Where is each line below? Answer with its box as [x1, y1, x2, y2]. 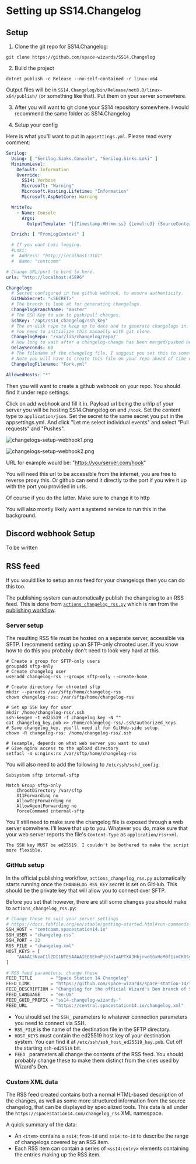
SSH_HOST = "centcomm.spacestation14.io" [6, 927, 108, 932]
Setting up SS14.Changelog [6, 4, 141, 18]
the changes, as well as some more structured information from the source [6, 1097, 186, 1104]
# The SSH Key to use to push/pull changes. [11, 312, 121, 318]
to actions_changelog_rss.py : [6, 904, 77, 911]
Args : [21, 215, 35, 221]
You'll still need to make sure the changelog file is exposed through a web [6, 819, 184, 826]
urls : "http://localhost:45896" [6, 274, 85, 280]
